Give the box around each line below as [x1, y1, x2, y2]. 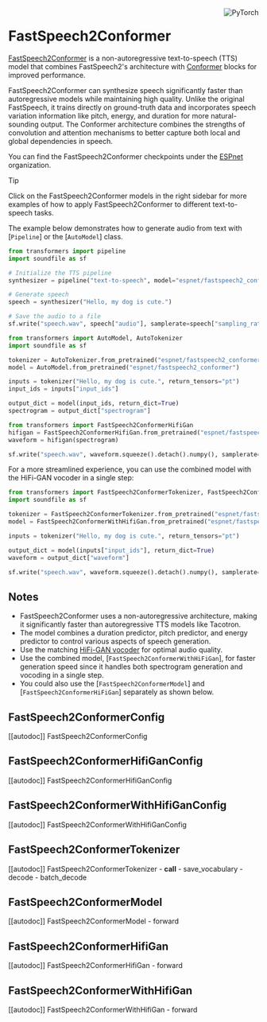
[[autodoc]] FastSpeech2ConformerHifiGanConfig [8, 775, 172, 785]
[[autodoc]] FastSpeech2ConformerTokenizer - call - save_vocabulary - [8, 864, 244, 873]
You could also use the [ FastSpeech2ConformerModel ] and [19, 679, 205, 689]
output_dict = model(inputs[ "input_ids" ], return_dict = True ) [8, 546, 215, 554]
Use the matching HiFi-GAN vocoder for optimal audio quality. [19, 645, 223, 655]
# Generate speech [8, 290, 69, 299]
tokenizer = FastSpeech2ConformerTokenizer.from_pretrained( [8, 511, 215, 519]
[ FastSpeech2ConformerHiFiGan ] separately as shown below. [19, 687, 215, 697]
